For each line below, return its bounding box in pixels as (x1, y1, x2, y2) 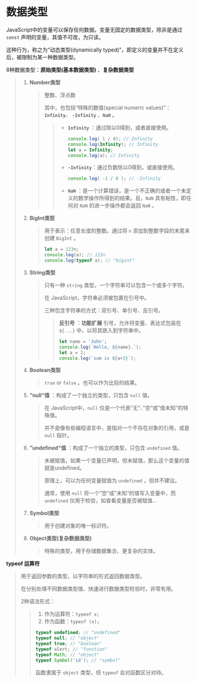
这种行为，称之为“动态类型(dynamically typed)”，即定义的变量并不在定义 (6, 46, 184, 53)
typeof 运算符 (6, 560, 40, 567)
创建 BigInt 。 (44, 235, 79, 242)
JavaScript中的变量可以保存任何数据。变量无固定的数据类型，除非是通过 (6, 26, 183, 33)
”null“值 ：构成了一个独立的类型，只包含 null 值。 (29, 392, 153, 399)
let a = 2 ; (59, 349, 86, 356)
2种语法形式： (20, 598, 56, 605)
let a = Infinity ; (67, 146, 114, 153)
